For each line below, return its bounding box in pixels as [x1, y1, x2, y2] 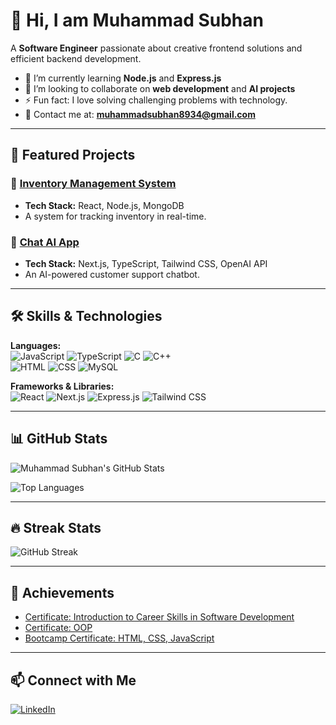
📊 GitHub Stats [10, 430, 108, 448]
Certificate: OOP [24, 622, 93, 634]
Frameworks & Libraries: [10, 380, 115, 392]
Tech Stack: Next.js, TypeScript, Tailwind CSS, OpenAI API [24, 257, 268, 269]
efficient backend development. [10, 52, 142, 64]
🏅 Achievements [10, 584, 115, 601]
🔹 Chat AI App [10, 235, 80, 249]
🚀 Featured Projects [10, 147, 136, 164]
